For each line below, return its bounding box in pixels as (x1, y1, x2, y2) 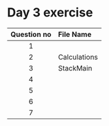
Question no (10, 29, 51, 39)
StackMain (58, 63, 93, 73)
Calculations (58, 52, 98, 62)
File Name (58, 29, 92, 39)
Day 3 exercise (7, 5, 93, 21)
